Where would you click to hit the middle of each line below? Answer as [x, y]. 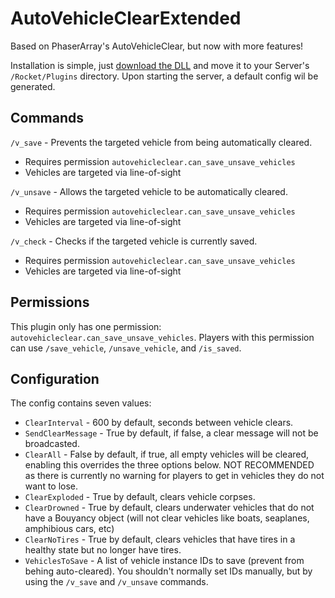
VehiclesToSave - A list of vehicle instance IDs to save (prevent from [164, 561]
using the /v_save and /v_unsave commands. [116, 582]
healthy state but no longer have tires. [103, 550]
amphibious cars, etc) [69, 529]
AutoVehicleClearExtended [126, 18]
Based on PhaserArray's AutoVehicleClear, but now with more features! [157, 46]
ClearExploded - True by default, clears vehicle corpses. [140, 497]
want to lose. [51, 486]
